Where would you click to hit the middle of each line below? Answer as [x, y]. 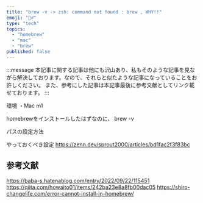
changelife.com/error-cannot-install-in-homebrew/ [70, 193]
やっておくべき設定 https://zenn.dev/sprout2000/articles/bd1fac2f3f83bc [98, 144]
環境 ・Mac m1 [25, 105]
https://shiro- [173, 187]
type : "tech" [23, 23]
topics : [16, 29]
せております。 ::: [28, 93]
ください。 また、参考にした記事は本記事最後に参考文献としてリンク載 [106, 85]
